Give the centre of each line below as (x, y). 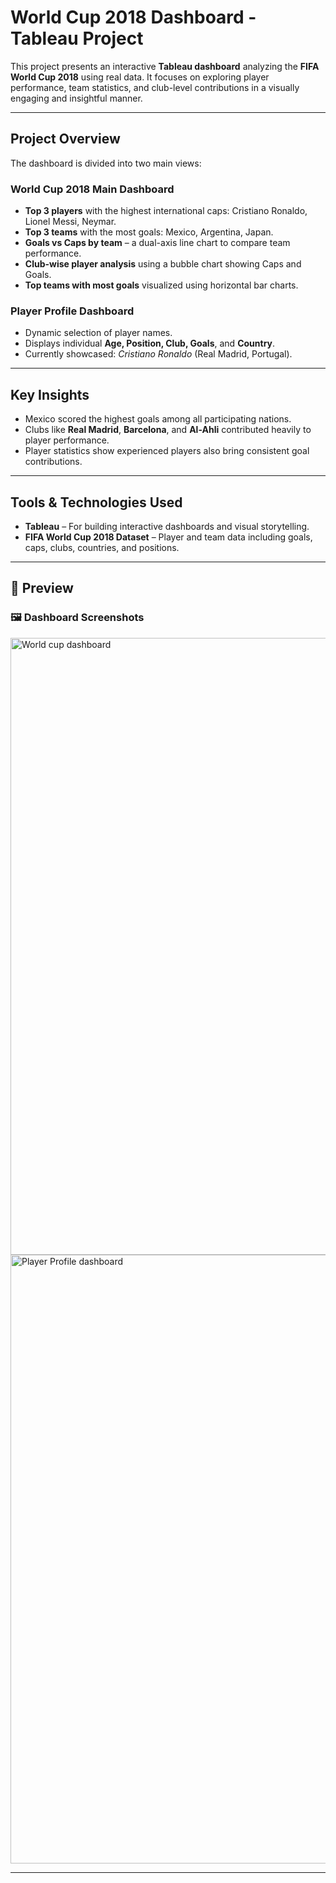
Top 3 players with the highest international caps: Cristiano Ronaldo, (166, 211)
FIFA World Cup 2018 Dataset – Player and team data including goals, (168, 537)
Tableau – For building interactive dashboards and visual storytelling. (167, 526)
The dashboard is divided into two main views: (106, 163)
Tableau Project (77, 38)
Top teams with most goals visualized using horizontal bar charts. (161, 285)
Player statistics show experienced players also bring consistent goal (167, 451)
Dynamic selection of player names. (98, 333)
